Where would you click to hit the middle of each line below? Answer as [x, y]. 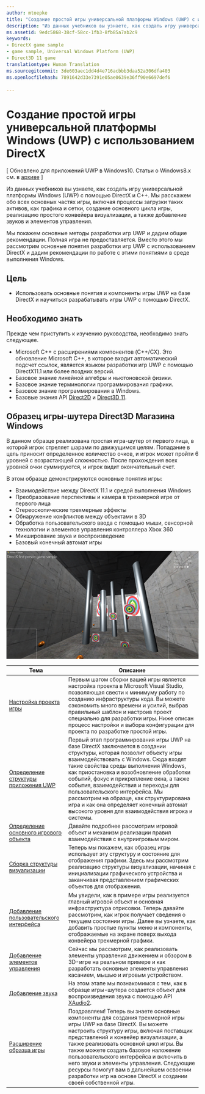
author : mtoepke [27, 13]
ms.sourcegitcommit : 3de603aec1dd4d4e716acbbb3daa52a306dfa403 [88, 71]
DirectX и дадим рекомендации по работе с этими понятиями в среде [98, 253]
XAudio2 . [80, 1003]
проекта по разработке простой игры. [118, 731]
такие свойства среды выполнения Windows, [127, 765]
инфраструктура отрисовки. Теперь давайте [126, 908]
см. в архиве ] [25, 177]
